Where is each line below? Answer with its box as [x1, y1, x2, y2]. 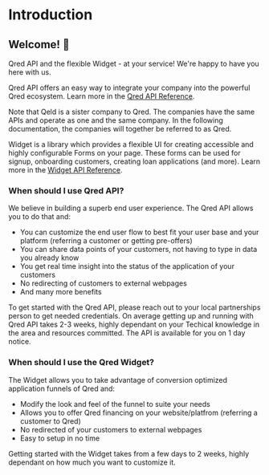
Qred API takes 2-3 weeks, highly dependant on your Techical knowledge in [8, 319, 260, 330]
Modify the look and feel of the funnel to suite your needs [19, 399, 210, 408]
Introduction [8, 6, 93, 24]
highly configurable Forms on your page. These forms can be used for [8, 148, 241, 157]
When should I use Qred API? [8, 185, 124, 196]
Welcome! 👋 [8, 38, 70, 51]
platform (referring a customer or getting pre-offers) [19, 236, 193, 246]
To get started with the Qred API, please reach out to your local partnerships [8, 302, 261, 312]
